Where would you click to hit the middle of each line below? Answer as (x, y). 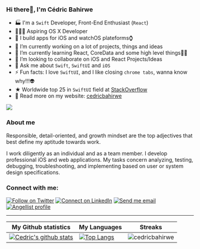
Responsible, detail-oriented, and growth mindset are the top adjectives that (99, 135)
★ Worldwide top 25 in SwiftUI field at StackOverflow (81, 90)
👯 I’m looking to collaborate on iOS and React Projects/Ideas (88, 59)
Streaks (151, 227)
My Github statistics (41, 227)
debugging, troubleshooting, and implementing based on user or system (95, 166)
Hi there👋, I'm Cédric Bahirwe (50, 10)
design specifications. (33, 172)
